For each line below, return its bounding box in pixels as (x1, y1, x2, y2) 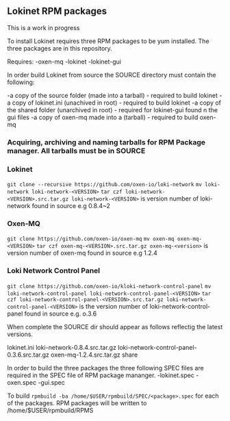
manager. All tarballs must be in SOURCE (7, 146, 146, 155)
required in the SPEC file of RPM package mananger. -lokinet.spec (7, 371, 195, 379)
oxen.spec (7, 378, 36, 386)
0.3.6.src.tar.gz (7, 350, 50, 359)
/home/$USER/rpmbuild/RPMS (7, 406, 94, 414)
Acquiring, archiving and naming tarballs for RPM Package (7, 137, 205, 146)
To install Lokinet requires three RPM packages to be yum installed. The (7, 37, 210, 45)
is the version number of (79, 302, 149, 310)
